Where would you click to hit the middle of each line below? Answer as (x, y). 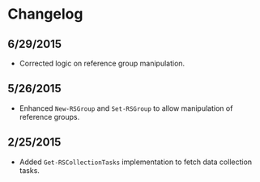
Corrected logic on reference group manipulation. (102, 63)
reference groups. (49, 116)
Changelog (45, 14)
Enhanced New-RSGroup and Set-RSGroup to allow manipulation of (126, 108)
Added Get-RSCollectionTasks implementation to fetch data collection (136, 162)
